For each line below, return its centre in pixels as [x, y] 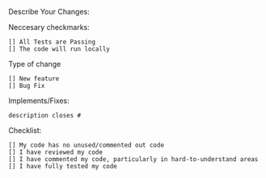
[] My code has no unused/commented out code [86, 145]
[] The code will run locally [59, 49]
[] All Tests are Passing [52, 42]
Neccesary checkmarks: [49, 27]
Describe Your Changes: [49, 12]
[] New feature [34, 79]
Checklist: [25, 130]
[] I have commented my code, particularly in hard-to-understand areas [133, 159]
